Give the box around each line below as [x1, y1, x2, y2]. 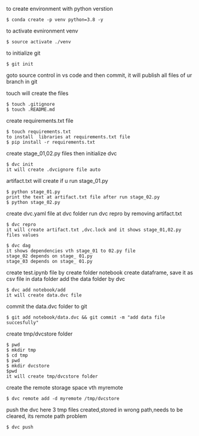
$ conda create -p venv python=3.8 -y [6, 17, 103, 23]
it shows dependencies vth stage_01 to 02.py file [6, 248, 136, 254]
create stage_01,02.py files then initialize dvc [6, 150, 117, 157]
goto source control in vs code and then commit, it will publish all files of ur [6, 72, 192, 79]
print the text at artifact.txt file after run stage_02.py [6, 194, 161, 200]
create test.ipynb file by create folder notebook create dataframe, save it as [6, 269, 194, 276]
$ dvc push [6, 424, 34, 430]
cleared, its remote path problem [6, 413, 87, 420]
